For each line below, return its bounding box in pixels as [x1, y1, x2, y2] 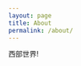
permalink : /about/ [8, 26, 74, 34]
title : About [8, 19, 52, 27]
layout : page [8, 11, 52, 20]
